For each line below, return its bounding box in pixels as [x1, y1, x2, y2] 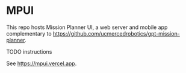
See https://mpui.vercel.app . [6, 60, 77, 67]
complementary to [6, 30, 52, 37]
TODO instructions [6, 48, 52, 55]
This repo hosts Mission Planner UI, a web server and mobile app [6, 24, 168, 31]
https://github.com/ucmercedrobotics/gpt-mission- [53, 30, 181, 37]
